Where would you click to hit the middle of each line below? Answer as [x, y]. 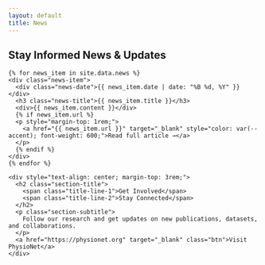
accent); [23, 136]
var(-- [247, 129]
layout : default [35, 15]
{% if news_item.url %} [55, 115]
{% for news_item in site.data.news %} [74, 73]
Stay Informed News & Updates [88, 55]
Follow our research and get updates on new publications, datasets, [140, 219]
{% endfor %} [30, 163]
